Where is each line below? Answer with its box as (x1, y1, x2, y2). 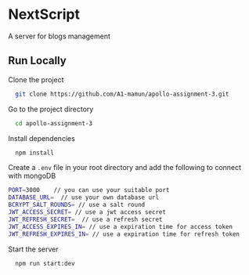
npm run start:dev (15, 259, 76, 267)
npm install (15, 149, 55, 157)
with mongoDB (8, 171, 56, 181)
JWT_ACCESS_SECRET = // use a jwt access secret (8, 208, 167, 216)
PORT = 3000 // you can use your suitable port (8, 186, 170, 194)
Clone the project (8, 74, 64, 84)
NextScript (8, 5, 81, 24)
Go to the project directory (8, 104, 94, 114)
